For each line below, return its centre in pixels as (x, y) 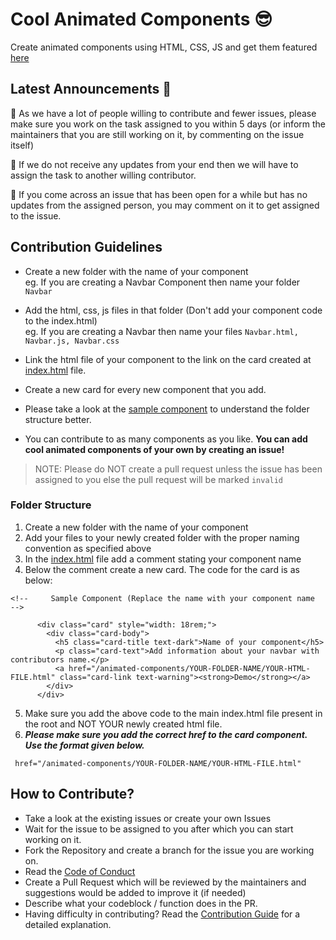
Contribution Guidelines (86, 247)
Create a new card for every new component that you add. (145, 389)
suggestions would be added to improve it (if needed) (135, 892)
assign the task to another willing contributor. (103, 175)
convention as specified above (88, 548)
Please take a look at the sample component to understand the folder (167, 409)
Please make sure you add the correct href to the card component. (166, 734)
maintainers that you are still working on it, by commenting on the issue (157, 134)
